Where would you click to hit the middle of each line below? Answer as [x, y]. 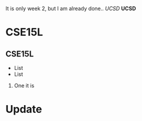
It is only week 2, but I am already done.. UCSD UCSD [71, 9]
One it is [24, 85]
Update [24, 110]
